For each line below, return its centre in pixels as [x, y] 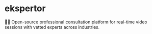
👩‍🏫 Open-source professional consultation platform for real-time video [76, 22]
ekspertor [25, 8]
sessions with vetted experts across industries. [52, 27]
